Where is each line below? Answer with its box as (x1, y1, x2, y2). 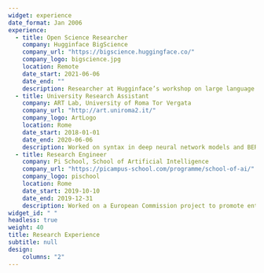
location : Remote (22, 63, 79, 71)
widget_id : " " (8, 209, 58, 217)
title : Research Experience (8, 231, 101, 239)
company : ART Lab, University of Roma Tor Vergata (22, 99, 192, 107)
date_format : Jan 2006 (8, 19, 82, 27)
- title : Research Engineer (15, 150, 108, 158)
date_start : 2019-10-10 (22, 186, 101, 195)
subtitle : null (8, 238, 58, 246)
